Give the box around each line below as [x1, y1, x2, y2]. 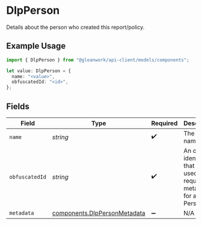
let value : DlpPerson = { [6, 67, 71, 74]
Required [151, 119, 178, 127]
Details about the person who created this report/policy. [6, 23, 145, 31]
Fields [6, 101, 30, 111]
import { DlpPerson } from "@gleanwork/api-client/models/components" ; [6, 57, 189, 63]
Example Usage [6, 41, 66, 51]
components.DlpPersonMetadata [52, 209, 145, 217]
